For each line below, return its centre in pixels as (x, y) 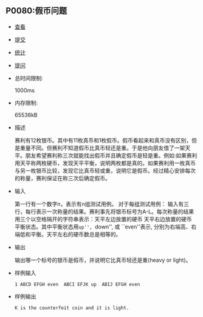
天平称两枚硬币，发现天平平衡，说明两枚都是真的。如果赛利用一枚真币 (108, 163)
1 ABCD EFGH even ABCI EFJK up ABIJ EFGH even (77, 284)
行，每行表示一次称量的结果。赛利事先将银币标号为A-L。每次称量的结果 (104, 212)
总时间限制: (29, 78)
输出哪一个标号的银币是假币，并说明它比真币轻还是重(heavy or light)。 (103, 260)
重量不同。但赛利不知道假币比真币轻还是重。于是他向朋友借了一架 (102, 148)
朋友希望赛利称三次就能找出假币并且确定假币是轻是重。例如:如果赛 (108, 155)
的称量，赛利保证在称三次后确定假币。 (62, 178)
